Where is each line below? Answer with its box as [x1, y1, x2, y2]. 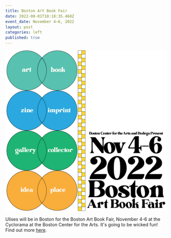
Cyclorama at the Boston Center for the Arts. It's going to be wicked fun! [5, 222, 158, 227]
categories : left [5, 30, 42, 35]
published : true [5, 35, 40, 40]
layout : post [5, 25, 33, 30]
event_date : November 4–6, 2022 [5, 19, 74, 24]
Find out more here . [5, 227, 47, 233]
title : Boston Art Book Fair [5, 8, 68, 13]
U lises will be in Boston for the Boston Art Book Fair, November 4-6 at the [5, 216, 161, 222]
